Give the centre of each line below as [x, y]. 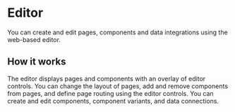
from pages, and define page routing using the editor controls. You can [110, 93]
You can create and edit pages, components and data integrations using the [117, 32]
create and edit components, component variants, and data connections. [113, 101]
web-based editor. [34, 39]
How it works [37, 62]
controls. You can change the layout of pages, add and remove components [117, 86]
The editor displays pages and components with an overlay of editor [107, 78]
